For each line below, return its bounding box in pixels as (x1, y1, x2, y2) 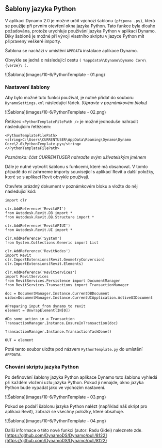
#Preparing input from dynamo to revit (5, 304, 86, 309)
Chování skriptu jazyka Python (5, 364, 79, 371)
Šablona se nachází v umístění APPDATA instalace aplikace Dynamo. (5, 47, 138, 53)
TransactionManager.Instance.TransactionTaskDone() (5, 329, 112, 334)
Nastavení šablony (5, 83, 50, 90)
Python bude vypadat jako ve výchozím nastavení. (5, 385, 106, 390)
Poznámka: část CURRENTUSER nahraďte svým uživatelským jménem (5, 154, 146, 160)
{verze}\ (5, 63, 23, 68)
